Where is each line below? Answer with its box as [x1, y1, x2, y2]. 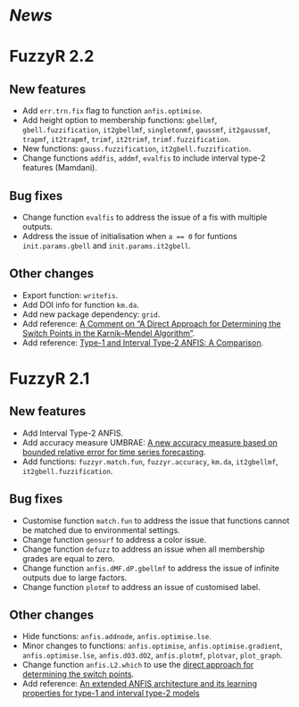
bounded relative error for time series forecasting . [21, 446, 207, 457]
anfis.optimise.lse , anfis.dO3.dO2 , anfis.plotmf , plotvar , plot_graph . [21, 650, 283, 661]
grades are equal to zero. [21, 553, 115, 563]
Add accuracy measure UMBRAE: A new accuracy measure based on [21, 437, 278, 447]
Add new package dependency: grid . [21, 309, 161, 320]
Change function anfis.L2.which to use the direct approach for [21, 660, 254, 670]
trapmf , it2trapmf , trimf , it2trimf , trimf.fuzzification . [21, 134, 231, 145]
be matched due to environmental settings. [21, 524, 180, 536]
